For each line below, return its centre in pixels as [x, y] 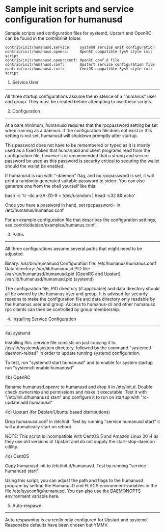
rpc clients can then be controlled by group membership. [63, 309]
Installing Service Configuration [44, 319]
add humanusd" [37, 402]
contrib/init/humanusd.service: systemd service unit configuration [80, 47]
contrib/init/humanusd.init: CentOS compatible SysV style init [79, 69]
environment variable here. [32, 496]
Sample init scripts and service [69, 9]
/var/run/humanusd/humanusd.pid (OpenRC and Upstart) [63, 274]
